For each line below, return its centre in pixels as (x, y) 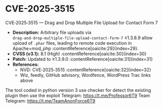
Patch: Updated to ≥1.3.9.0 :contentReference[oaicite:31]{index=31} (83, 59)
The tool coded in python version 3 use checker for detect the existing (78, 90)
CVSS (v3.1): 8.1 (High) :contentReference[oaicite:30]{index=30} (79, 54)
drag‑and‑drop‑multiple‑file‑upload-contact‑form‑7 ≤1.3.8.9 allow (83, 38)
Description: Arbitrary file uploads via (52, 32)
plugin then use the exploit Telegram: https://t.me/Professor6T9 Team (77, 95)
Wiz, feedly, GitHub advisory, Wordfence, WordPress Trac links (85, 75)
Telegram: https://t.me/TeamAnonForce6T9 (50, 100)
